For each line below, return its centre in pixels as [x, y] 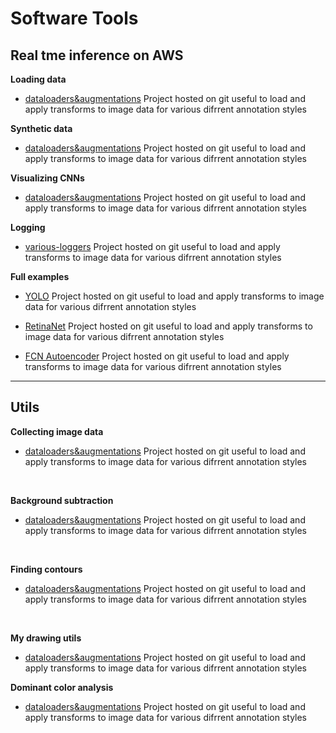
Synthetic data [41, 128]
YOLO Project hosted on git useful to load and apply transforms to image [174, 296]
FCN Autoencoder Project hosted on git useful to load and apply [157, 356]
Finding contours [46, 569]
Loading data [38, 79]
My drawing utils [46, 638]
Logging [28, 227]
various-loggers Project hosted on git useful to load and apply [152, 246]
